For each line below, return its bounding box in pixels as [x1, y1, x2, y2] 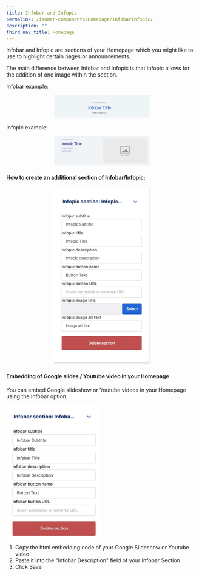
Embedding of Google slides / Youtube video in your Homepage [6, 373, 170, 380]
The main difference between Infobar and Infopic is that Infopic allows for [6, 64, 190, 72]
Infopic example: [6, 123, 48, 131]
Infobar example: [6, 83, 49, 90]
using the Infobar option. [6, 392, 68, 400]
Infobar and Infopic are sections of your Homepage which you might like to [6, 46, 194, 54]
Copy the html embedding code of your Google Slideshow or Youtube [15, 544, 189, 551]
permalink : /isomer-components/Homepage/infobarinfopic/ [6, 16, 153, 22]
